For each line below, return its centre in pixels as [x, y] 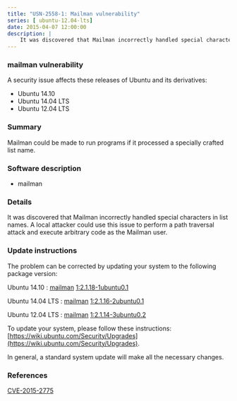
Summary [25, 127]
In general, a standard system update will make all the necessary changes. [116, 357]
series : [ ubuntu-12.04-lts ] [50, 20]
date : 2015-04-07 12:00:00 [47, 27]
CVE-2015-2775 [31, 390]
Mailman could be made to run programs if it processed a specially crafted [116, 143]
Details [20, 202]
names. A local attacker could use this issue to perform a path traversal [111, 225]
